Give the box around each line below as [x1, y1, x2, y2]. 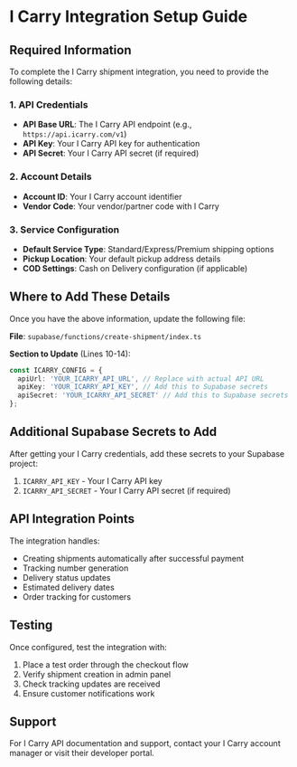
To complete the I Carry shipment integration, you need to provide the [9, 66, 269, 77]
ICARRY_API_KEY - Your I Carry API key [22, 475, 162, 486]
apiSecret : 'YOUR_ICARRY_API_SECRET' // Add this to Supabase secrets [17, 391, 289, 400]
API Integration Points [9, 511, 135, 526]
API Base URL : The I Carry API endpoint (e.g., [22, 119, 192, 130]
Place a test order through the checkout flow [22, 658, 190, 670]
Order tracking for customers [22, 591, 132, 602]
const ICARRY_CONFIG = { [9, 365, 103, 374]
